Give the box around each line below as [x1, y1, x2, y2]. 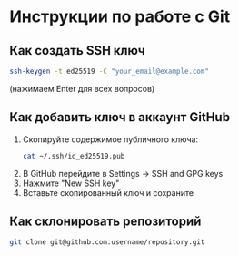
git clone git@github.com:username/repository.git [9, 238, 205, 247]
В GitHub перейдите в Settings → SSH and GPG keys [22, 168, 224, 179]
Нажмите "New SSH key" [22, 178, 120, 189]
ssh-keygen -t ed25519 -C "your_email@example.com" [9, 67, 209, 76]
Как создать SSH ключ [9, 43, 145, 58]
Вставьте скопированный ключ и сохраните [22, 187, 194, 198]
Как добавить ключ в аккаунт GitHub [9, 109, 230, 125]
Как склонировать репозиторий [9, 213, 202, 229]
